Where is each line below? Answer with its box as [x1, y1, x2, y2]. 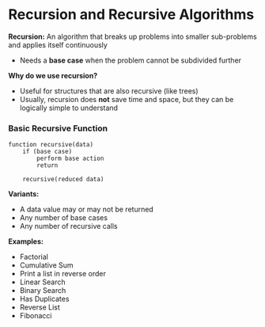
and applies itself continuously [8, 40, 108, 49]
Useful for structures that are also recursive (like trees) [19, 86, 199, 96]
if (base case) [22, 148, 73, 156]
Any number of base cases [19, 213, 108, 222]
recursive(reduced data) [22, 176, 104, 184]
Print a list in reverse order [19, 269, 107, 279]
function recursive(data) [8, 141, 93, 149]
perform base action [36, 154, 104, 163]
